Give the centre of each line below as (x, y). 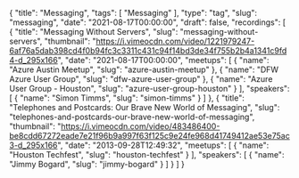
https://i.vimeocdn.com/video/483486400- (141, 126)
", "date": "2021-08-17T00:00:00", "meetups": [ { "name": (163, 60)
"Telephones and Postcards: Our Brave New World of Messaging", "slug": (145, 107)
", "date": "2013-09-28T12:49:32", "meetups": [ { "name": (163, 145)
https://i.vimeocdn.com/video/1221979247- (175, 41)
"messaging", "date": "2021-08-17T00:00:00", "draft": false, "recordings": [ (147, 22)
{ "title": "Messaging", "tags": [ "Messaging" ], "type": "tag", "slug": (133, 13)
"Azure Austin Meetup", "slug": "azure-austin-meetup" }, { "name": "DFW (144, 69)
